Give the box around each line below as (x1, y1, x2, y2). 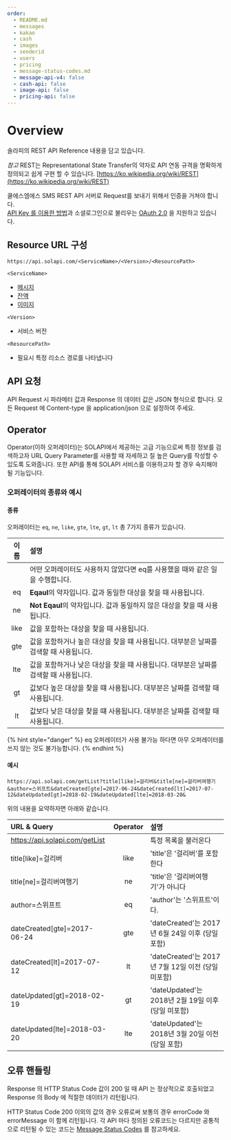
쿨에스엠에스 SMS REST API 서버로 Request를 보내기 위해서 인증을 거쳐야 (7, 191, 206, 199)
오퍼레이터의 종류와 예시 (7, 487, 82, 497)
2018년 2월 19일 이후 (150, 995, 219, 1005)
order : (7, 10, 26, 17)
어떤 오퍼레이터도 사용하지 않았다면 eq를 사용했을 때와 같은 (30, 564, 210, 574)
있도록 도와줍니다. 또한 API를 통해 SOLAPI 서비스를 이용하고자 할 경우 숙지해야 (7, 460, 218, 468)
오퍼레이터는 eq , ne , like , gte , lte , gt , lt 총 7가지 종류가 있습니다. (7, 523, 186, 531)
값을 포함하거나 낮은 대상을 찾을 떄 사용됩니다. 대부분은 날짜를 (30, 659, 218, 669)
